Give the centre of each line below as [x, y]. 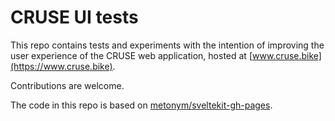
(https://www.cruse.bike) [61, 66]
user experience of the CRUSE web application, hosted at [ [131, 55]
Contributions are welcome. [67, 85]
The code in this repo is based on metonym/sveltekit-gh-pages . [141, 105]
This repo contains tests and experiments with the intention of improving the [167, 45]
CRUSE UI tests [74, 17]
